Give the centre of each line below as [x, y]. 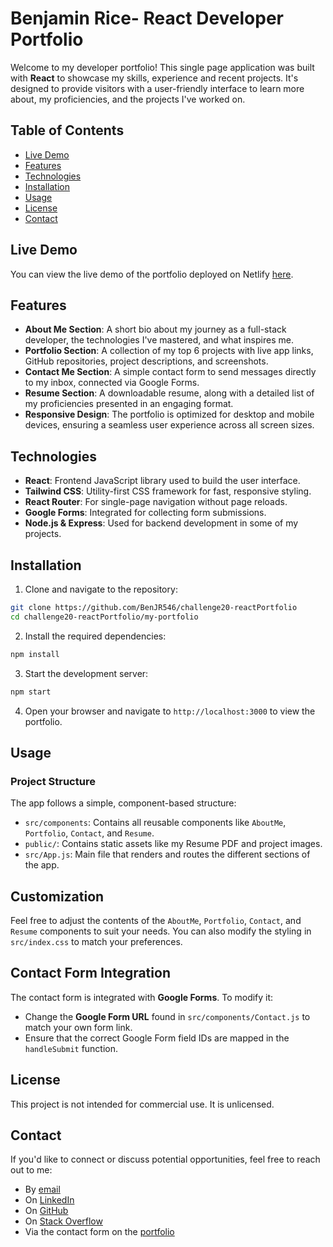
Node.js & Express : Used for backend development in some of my [161, 523]
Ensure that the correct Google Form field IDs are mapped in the [157, 1038]
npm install [35, 654]
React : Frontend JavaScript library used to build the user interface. [162, 481]
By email [42, 1189]
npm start [31, 692]
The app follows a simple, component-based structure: [123, 803]
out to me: [31, 1170]
